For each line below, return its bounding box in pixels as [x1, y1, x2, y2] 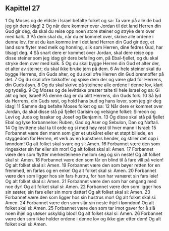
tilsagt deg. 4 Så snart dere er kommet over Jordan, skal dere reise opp [5, 49, 154, 55]
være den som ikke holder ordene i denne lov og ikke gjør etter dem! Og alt [5, 215, 161, 221]
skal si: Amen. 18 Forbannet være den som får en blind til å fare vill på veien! [5, 156, 164, 163]
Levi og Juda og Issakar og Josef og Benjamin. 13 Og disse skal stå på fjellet [5, 113, 164, 120]
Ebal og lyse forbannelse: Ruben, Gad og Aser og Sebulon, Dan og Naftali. [5, 119, 159, 125]
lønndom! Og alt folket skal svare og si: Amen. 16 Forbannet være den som [5, 141, 160, 147]
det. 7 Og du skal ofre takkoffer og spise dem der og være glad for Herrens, [5, 76, 162, 82]
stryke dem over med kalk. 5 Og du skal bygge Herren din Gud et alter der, [5, 60, 160, 66]
